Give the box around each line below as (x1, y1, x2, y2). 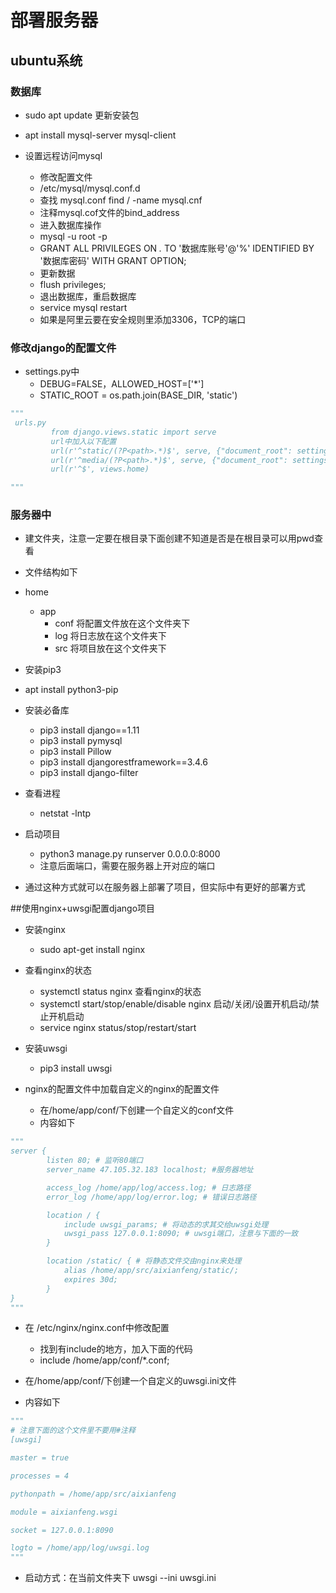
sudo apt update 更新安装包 (24, 109, 140, 121)
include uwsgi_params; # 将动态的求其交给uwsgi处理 (63, 1219, 269, 1230)
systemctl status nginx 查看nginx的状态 (39, 986, 202, 998)
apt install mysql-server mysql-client (24, 129, 177, 141)
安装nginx (24, 924, 66, 936)
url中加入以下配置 (50, 436, 117, 446)
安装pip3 (24, 664, 62, 676)
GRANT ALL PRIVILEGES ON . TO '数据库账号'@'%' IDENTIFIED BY (39, 242, 315, 254)
